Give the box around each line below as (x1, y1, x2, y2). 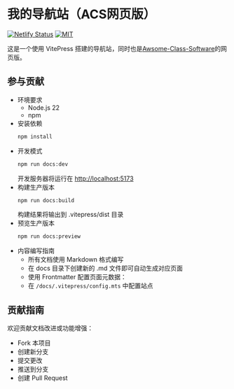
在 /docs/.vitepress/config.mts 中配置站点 (27, 281, 153, 290)
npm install (17, 133, 53, 140)
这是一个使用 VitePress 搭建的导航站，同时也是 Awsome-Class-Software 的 (7, 44, 221, 52)
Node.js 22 (27, 103, 60, 112)
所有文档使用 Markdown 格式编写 (27, 255, 124, 264)
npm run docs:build (17, 197, 75, 204)
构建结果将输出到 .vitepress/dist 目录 (17, 211, 124, 219)
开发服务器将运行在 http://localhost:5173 (17, 174, 135, 183)
